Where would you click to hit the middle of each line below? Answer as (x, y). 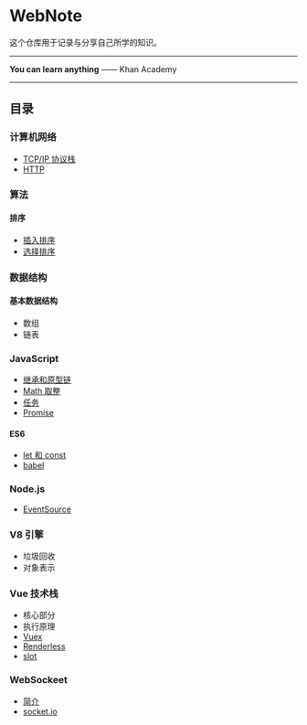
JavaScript (34, 358)
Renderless (44, 646)
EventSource (47, 509)
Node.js (27, 489)
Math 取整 (42, 391)
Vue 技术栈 (34, 593)
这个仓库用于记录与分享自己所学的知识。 (85, 42)
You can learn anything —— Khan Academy (93, 69)
